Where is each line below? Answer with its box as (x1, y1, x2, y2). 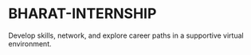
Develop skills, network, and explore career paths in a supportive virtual (8, 31, 245, 40)
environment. (8, 38, 52, 48)
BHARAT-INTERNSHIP (8, 5, 157, 23)
